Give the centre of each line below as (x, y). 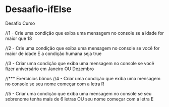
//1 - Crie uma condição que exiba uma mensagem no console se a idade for (84, 33)
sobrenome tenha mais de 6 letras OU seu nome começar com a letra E (79, 99)
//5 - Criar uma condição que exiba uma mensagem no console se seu (78, 93)
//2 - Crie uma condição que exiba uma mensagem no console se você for (82, 48)
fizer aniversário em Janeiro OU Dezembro (50, 69)
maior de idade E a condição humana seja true (53, 54)
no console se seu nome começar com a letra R (55, 84)
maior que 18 (19, 38)
